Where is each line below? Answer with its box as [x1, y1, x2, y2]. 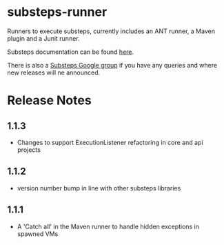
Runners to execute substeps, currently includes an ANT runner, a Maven [7, 27, 216, 35]
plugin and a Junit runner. [7, 34, 80, 42]
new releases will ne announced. [7, 68, 101, 77]
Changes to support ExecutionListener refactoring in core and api [17, 138, 203, 146]
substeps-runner [7, 4, 108, 20]
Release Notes [7, 92, 92, 108]
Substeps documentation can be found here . [7, 48, 134, 56]
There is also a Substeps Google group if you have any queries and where [7, 61, 218, 69]
